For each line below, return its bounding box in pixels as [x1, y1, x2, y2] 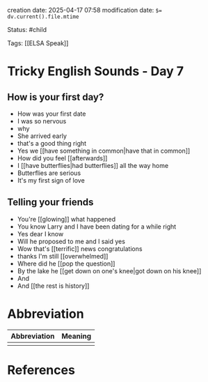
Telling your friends [7, 197, 94, 208]
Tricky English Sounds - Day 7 [7, 63, 184, 79]
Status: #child [7, 26, 47, 33]
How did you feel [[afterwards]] [17, 154, 108, 162]
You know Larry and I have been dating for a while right [17, 222, 177, 231]
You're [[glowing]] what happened [17, 215, 116, 223]
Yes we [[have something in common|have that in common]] [17, 146, 191, 155]
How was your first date [17, 109, 86, 118]
